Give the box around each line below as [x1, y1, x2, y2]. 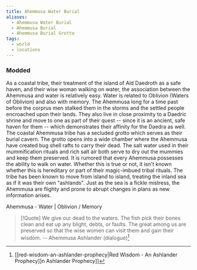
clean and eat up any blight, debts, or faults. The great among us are [20, 221, 186, 228]
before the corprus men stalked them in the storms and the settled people [6, 104, 185, 112]
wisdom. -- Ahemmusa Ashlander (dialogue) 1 [20, 233, 130, 241]
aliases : [6, 14, 28, 20]
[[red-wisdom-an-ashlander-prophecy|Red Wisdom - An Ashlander [14, 251, 178, 258]
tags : [6, 36, 19, 42]
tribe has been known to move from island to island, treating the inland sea [6, 173, 186, 180]
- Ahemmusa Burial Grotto [11, 31, 75, 36]
